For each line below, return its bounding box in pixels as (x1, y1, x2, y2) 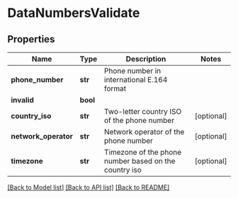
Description (125, 54, 166, 64)
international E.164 (103, 75, 168, 84)
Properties (7, 33, 55, 45)
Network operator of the (103, 127, 185, 136)
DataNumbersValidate (7, 5, 140, 21)
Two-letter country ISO (103, 107, 182, 116)
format (103, 83, 127, 93)
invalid (11, 95, 34, 105)
